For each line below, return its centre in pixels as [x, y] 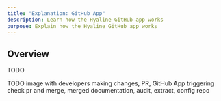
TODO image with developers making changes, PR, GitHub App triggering [111, 83]
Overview [28, 54]
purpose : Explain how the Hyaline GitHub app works [82, 26]
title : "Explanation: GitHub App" [56, 13]
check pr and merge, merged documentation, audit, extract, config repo [108, 91]
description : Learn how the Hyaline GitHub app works [86, 20]
